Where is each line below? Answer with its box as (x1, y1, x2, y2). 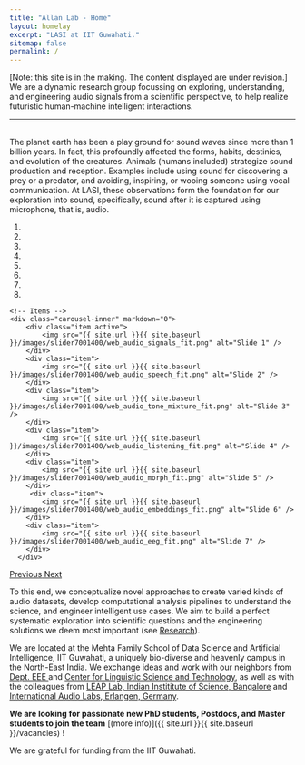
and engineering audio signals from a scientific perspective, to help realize (9, 92, 289, 103)
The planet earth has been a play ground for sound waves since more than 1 (9, 137, 294, 148)
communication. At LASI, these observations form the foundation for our (9, 185, 280, 196)
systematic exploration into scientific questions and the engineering (9, 615, 263, 626)
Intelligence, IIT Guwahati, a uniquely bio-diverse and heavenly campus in (9, 652, 286, 663)
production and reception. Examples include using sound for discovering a (9, 165, 288, 177)
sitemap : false (9, 38, 67, 48)
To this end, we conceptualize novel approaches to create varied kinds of (9, 586, 284, 597)
